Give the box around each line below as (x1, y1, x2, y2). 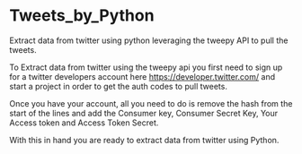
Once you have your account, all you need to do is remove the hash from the (9, 98, 293, 108)
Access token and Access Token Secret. (9, 117, 159, 128)
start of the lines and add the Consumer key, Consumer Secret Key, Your (9, 107, 279, 118)
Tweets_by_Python (9, 5, 155, 26)
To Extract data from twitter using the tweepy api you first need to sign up (9, 62, 283, 73)
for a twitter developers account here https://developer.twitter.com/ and (9, 71, 276, 81)
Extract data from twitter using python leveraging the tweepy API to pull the (9, 35, 289, 46)
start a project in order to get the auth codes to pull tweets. (9, 81, 227, 91)
